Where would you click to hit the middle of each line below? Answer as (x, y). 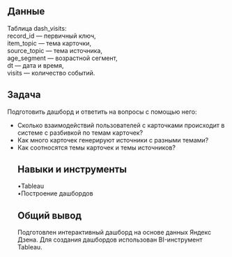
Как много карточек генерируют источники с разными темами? (113, 140)
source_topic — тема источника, (55, 50)
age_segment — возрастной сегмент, (63, 58)
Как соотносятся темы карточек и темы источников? (96, 147)
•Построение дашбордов (55, 193)
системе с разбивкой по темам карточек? (80, 133)
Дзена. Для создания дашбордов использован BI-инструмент (110, 240)
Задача (24, 95)
